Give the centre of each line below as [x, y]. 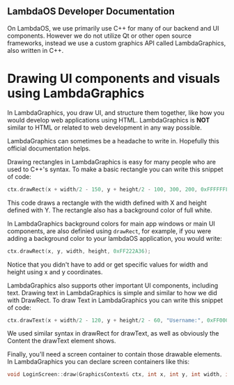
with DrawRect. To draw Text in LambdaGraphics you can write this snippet [115, 300]
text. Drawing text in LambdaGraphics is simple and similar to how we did [112, 292]
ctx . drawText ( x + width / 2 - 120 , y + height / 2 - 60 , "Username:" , [106, 320]
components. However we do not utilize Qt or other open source [99, 36]
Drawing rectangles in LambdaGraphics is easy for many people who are [111, 162]
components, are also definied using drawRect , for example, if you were [109, 231]
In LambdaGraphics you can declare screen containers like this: [99, 362]
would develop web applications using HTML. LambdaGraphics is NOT [109, 120]
